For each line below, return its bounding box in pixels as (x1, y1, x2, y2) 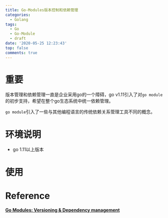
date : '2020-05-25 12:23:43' (5, 41, 67, 46)
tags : (5, 21, 17, 27)
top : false (5, 45, 29, 51)
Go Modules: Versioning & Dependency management (5, 207, 120, 213)
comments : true (5, 50, 38, 55)
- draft (10, 36, 26, 41)
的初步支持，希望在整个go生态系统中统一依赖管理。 (5, 98, 114, 104)
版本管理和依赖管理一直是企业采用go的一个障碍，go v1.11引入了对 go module (5, 91, 163, 98)
